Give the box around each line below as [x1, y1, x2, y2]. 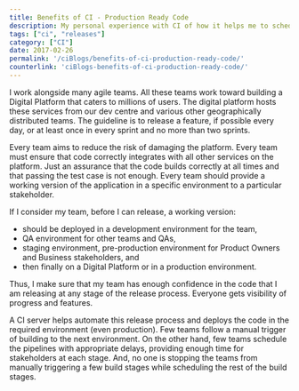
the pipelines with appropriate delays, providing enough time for [9, 343, 245, 354]
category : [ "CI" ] [9, 37, 74, 47]
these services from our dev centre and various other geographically [9, 106, 262, 116]
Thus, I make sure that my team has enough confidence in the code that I [9, 278, 278, 289]
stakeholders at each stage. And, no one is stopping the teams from [9, 352, 258, 363]
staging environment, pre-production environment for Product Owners [21, 242, 280, 253]
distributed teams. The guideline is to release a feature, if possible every [9, 115, 274, 125]
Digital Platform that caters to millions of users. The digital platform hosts [9, 96, 277, 107]
